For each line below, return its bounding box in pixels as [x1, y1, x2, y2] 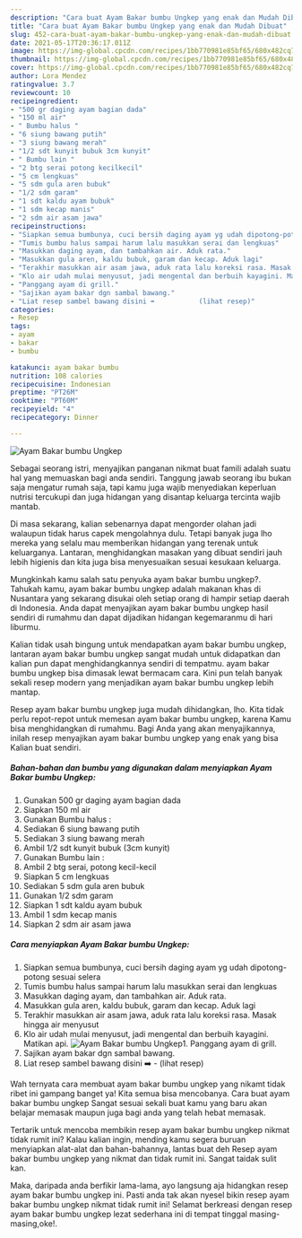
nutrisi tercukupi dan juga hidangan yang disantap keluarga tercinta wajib [10, 491, 281, 502]
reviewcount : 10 [10, 88, 71, 97]
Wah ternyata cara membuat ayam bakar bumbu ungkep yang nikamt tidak [10, 1078, 286, 1089]
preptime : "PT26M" [10, 388, 79, 397]
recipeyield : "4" [10, 405, 75, 414]
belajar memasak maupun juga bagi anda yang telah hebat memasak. [10, 1107, 266, 1118]
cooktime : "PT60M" [10, 397, 79, 405]
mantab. [10, 501, 41, 511]
